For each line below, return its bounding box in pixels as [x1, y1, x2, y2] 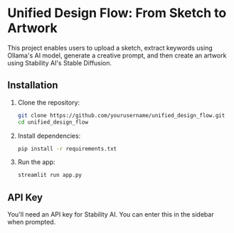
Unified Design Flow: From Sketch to [7, 5, 227, 21]
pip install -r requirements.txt [17, 145, 117, 152]
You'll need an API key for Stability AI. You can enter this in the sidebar [7, 210, 215, 219]
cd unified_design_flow [17, 119, 89, 126]
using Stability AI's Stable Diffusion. [7, 58, 112, 67]
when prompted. [7, 218, 56, 227]
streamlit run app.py [17, 172, 82, 179]
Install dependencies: [17, 131, 81, 140]
